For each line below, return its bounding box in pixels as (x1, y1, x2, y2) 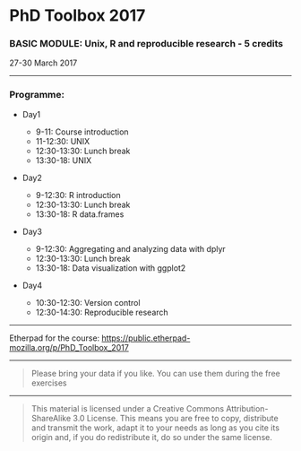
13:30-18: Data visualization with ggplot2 (35, 262, 186, 273)
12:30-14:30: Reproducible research (35, 307, 168, 317)
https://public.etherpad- (101, 333, 191, 343)
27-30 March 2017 (9, 57, 78, 68)
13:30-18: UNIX (35, 154, 92, 166)
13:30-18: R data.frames (35, 208, 125, 220)
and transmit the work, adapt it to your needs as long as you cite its (30, 422, 280, 433)
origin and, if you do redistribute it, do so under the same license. (30, 431, 273, 442)
